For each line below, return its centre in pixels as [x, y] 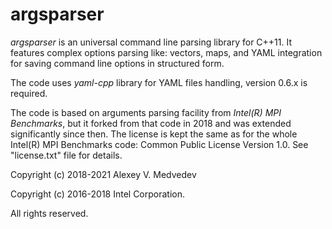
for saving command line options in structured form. [117, 63]
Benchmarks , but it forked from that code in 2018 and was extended [151, 123]
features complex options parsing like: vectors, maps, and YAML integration [166, 52]
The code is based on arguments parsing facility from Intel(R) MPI [146, 112]
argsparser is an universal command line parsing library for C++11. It [151, 42]
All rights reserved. [49, 213]
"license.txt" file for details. [66, 155]
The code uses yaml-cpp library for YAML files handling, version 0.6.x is [159, 82]
